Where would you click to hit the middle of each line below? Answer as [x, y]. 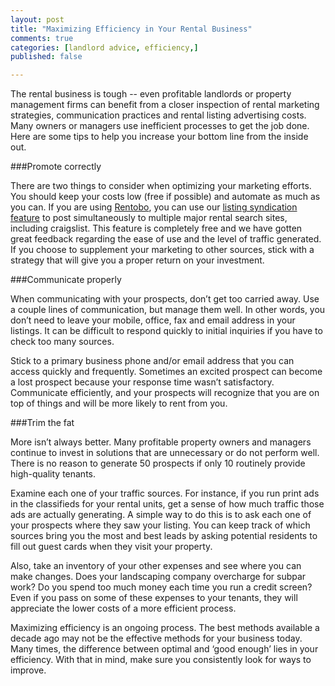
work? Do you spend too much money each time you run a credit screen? [161, 587]
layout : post [37, 19]
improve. [28, 670]
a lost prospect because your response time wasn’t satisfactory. [142, 382]
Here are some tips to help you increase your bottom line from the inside [159, 137]
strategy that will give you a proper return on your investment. [137, 260]
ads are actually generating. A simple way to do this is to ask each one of [161, 515]
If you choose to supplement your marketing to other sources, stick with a [162, 250]
